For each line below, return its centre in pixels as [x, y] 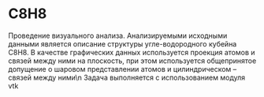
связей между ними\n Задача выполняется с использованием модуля [127, 77]
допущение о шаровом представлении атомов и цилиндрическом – [123, 69]
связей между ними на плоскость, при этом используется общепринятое [132, 61]
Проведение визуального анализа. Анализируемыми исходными [118, 35]
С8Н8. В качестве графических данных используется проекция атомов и [132, 52]
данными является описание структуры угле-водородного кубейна [123, 43]
